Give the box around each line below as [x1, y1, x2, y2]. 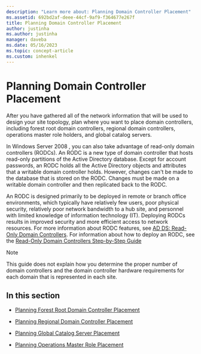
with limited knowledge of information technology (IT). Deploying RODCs [6, 211, 185, 219]
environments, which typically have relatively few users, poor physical [6, 199, 179, 206]
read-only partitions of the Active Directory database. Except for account [6, 155, 187, 163]
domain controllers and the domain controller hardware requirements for [6, 266, 184, 274]
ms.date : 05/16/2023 [6, 43, 58, 49]
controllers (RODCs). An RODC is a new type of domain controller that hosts [6, 149, 193, 156]
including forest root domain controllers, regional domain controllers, [6, 124, 175, 132]
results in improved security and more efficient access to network [6, 218, 169, 225]
